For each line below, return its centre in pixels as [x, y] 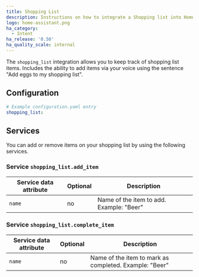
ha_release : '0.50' [30, 39]
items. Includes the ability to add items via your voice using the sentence [95, 68]
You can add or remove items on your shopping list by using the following [96, 145]
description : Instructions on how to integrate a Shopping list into [94, 17]
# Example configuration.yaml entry [51, 107]
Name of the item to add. [132, 200]
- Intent [22, 34]
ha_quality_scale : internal [41, 45]
